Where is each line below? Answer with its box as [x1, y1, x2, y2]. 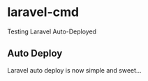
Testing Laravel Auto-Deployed [7, 27, 96, 36]
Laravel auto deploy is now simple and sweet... [7, 66, 142, 74]
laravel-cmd [7, 4, 79, 20]
